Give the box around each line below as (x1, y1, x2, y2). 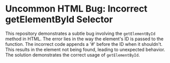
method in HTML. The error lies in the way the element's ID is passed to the (5, 36, 164, 42)
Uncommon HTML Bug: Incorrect (5, 3, 148, 15)
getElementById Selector (5, 14, 113, 25)
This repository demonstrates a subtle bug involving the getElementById (5, 30, 156, 36)
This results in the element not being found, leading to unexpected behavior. (5, 46, 165, 52)
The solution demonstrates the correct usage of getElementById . (5, 51, 140, 58)
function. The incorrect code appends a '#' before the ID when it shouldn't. (5, 41, 163, 47)
